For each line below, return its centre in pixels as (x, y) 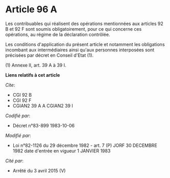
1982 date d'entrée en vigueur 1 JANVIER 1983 (62, 151)
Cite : (10, 85)
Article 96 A (31, 9)
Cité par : (15, 161)
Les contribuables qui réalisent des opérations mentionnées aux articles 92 (84, 24)
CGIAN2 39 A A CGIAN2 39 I (43, 105)
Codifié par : (18, 116)
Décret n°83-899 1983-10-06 (44, 125)
